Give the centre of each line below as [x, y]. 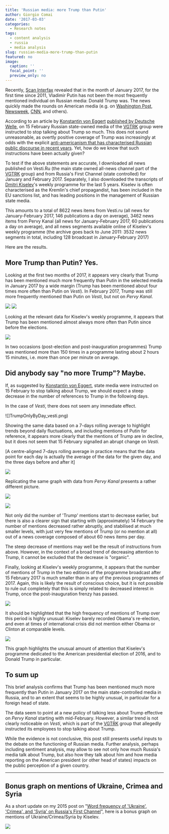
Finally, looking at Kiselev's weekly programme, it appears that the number [82, 567]
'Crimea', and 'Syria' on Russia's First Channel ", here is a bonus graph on [81, 812]
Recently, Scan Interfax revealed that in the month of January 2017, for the [82, 90]
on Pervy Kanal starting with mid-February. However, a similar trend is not [82, 718]
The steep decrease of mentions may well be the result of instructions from [83, 546]
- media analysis [28, 47]
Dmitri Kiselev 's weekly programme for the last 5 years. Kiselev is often [79, 184]
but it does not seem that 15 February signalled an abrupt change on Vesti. [82, 441]
